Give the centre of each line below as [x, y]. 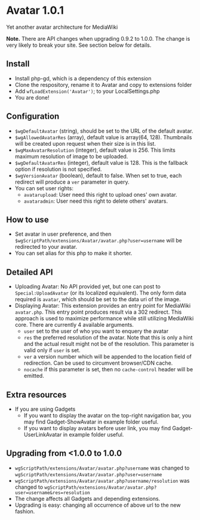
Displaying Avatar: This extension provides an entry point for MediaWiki [103, 306]
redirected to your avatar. [46, 247]
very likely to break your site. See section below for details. [79, 45]
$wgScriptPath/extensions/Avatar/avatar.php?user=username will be [98, 241]
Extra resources [36, 394]
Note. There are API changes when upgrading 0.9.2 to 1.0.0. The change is [98, 38]
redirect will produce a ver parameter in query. [72, 182]
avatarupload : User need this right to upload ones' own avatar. [100, 194]
